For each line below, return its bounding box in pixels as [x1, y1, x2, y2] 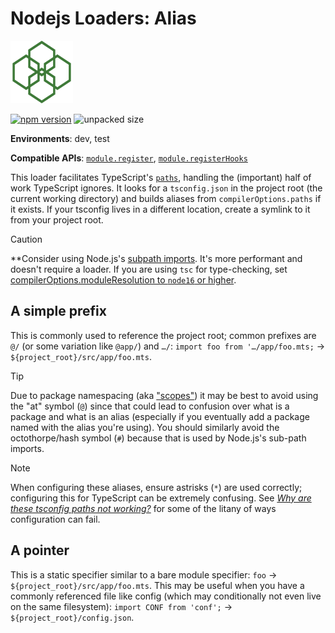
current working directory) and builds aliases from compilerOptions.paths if [10, 192, 322, 204]
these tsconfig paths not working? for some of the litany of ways [10, 502, 277, 514]
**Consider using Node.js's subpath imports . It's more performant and [10, 252, 303, 264]
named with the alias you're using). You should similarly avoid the [10, 421, 280, 433]
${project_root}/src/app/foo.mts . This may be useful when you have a [10, 579, 305, 591]
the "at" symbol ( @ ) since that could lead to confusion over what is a [10, 400, 290, 412]
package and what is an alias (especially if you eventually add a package [10, 410, 310, 422]
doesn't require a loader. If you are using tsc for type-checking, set [10, 263, 288, 275]
